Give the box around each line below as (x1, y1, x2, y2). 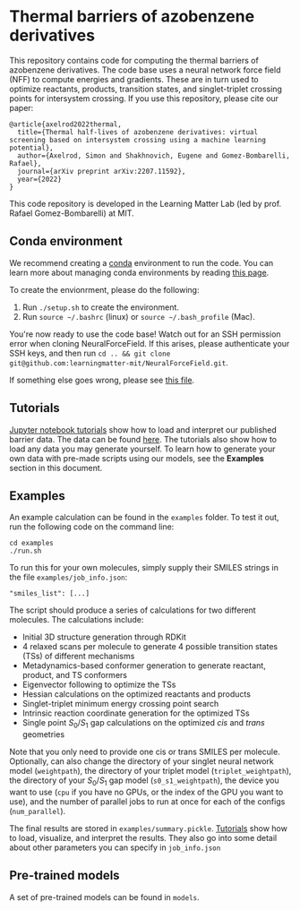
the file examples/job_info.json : (9, 571, 128, 583)
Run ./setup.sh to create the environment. (21, 302, 179, 313)
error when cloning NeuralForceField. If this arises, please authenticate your (9, 338, 290, 348)
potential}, (9, 143, 54, 152)
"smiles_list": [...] (9, 589, 90, 598)
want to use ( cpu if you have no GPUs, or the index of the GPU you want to (9, 786, 284, 797)
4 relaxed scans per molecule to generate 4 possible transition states (21, 641, 279, 652)
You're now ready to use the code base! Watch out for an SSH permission (9, 329, 281, 339)
